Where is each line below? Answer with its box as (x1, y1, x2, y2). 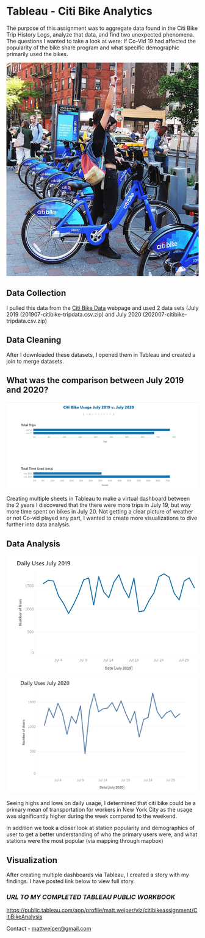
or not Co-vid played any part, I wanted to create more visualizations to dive (6, 514, 198, 522)
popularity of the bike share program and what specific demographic (6, 44, 180, 51)
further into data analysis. (6, 521, 71, 528)
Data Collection (6, 288, 67, 298)
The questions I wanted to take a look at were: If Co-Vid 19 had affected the (6, 37, 196, 45)
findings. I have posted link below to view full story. (6, 878, 135, 885)
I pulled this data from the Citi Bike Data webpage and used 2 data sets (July (6, 304, 199, 312)
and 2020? (6, 385, 49, 395)
